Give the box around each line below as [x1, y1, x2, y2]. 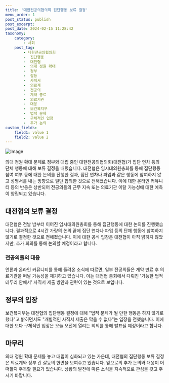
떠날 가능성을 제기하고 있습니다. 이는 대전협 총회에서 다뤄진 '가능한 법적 [22, 273, 163, 279]
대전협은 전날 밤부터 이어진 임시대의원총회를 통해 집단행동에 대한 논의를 [5, 221, 146, 227]
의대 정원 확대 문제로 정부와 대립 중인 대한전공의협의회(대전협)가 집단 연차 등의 [5, 159, 160, 165]
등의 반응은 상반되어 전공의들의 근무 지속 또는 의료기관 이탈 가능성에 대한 [10, 184, 154, 190]
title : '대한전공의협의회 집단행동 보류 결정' [5, 7, 88, 13]
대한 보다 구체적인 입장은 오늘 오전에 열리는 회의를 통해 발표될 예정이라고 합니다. [5, 323, 163, 329]
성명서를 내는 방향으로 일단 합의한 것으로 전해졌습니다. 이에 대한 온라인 [10, 178, 150, 184]
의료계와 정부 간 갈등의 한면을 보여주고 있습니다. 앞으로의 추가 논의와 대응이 [10, 359, 159, 365]
